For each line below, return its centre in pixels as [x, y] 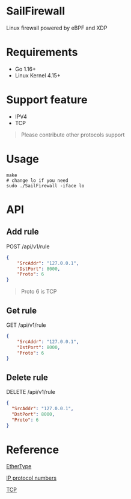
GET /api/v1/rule [26, 325]
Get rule [22, 310]
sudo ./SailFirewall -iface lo [45, 185]
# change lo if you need [37, 180]
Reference [32, 450]
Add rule [23, 232]
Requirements [42, 52]
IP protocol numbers [32, 478]
